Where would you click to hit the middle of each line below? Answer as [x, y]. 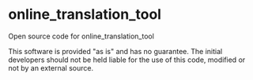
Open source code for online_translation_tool [81, 36]
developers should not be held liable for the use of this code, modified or [127, 60]
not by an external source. [51, 67]
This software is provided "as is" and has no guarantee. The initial [115, 51]
